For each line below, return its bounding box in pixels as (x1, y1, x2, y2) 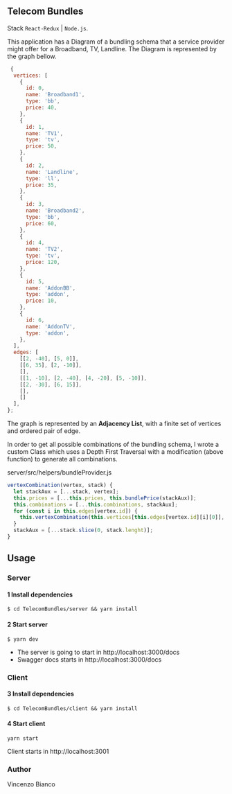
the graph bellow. (7, 52, 57, 60)
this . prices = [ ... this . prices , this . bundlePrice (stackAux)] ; (13, 495, 197, 502)
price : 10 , (25, 297, 57, 304)
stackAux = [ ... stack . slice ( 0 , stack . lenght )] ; (13, 527, 154, 534)
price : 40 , (25, 104, 57, 112)
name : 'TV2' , (25, 246, 64, 253)
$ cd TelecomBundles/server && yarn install (7, 606, 138, 612)
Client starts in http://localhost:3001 (7, 747, 109, 755)
